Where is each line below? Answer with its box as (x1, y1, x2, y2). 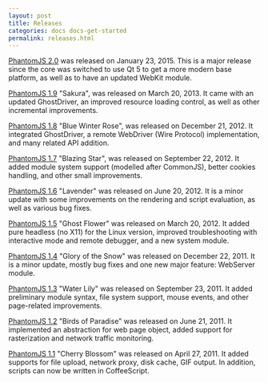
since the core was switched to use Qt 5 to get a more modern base (8, 65, 232, 75)
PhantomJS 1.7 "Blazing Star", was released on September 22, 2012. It (8, 154, 240, 163)
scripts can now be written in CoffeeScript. (8, 366, 150, 376)
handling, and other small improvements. (8, 171, 142, 180)
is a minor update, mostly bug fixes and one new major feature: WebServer (8, 260, 256, 269)
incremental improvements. (8, 106, 98, 115)
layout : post (8, 11, 52, 20)
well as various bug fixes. (8, 204, 92, 213)
